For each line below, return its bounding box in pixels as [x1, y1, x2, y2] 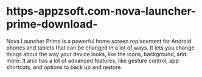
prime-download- [6, 17, 98, 31]
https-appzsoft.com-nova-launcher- [6, 4, 197, 18]
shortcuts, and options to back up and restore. [6, 63, 123, 71]
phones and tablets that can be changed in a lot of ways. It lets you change [6, 44, 195, 51]
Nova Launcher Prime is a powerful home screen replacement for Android [6, 37, 192, 45]
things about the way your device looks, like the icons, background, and [6, 50, 187, 57]
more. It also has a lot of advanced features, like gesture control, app [6, 57, 179, 64]
